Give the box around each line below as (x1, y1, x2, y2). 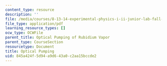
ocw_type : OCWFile (5, 30, 43, 35)
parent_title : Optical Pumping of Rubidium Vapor (5, 35, 110, 40)
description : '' (5, 12, 39, 17)
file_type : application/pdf (5, 21, 64, 26)
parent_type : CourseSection (5, 40, 64, 45)
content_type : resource (5, 7, 55, 12)
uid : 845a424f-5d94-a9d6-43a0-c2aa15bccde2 (5, 53, 97, 59)
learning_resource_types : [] (5, 26, 66, 31)
